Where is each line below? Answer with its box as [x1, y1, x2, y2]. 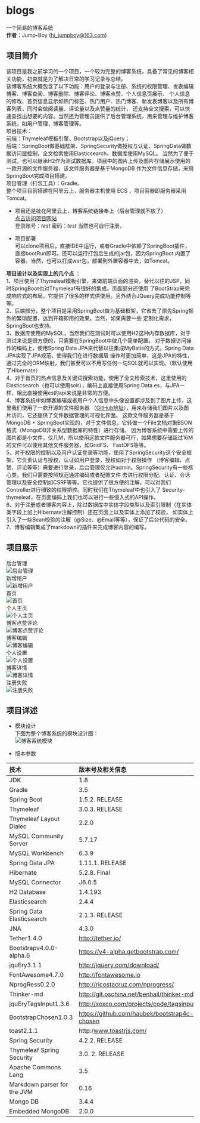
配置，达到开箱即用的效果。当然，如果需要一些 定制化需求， [26, 314, 174, 322]
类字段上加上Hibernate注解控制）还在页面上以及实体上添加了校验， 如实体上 [6, 508, 193, 516]
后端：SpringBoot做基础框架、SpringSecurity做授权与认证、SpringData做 [6, 142, 186, 149]
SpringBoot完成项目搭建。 [6, 172, 70, 179]
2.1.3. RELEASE [78, 911, 123, 920]
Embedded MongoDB [9, 1107, 70, 1116]
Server [9, 840, 28, 848]
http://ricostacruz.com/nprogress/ [78, 980, 174, 989]
